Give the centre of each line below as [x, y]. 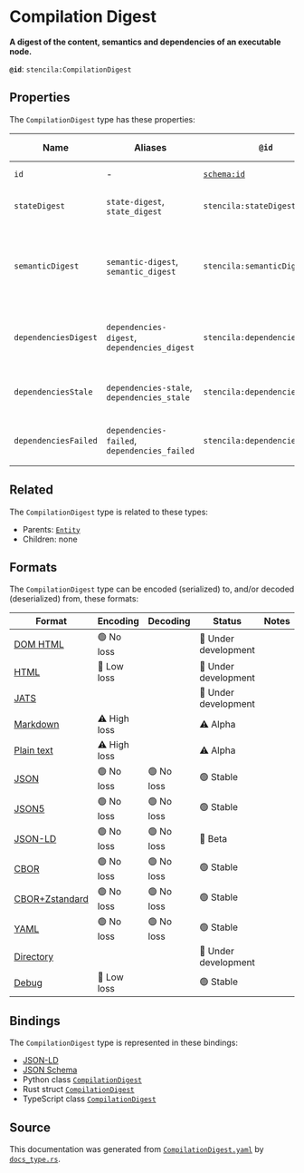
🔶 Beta [213, 838]
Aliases [151, 147]
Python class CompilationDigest [82, 1080]
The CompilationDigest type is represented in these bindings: [123, 1043]
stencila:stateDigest [250, 205]
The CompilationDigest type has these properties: [103, 119]
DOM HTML [39, 644]
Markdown [37, 725]
